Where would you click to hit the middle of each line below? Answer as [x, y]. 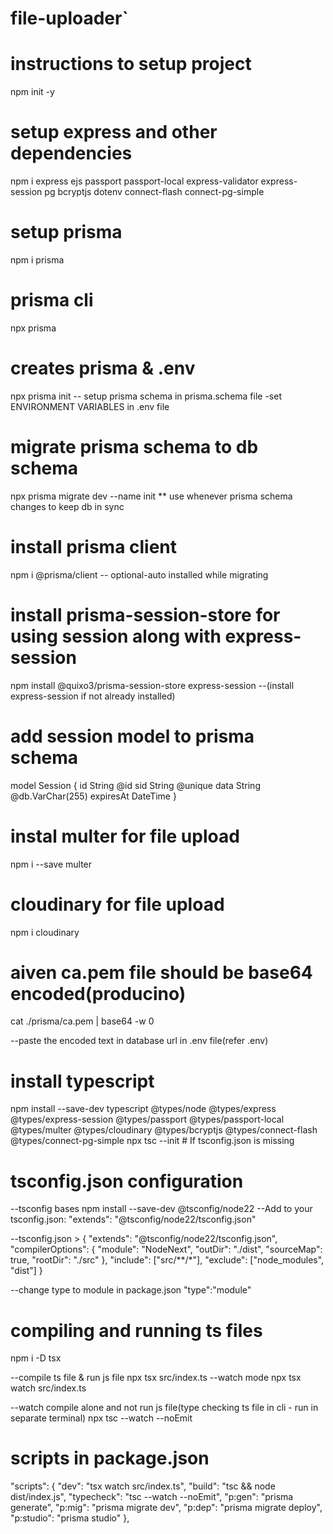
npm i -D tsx [36, 1358]
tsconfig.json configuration [127, 1181]
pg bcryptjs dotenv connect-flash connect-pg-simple [154, 192]
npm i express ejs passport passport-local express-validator [134, 181]
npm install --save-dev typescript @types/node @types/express [143, 1109]
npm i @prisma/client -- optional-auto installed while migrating [139, 574]
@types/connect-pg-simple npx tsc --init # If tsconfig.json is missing [152, 1141]
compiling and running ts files [136, 1330]
